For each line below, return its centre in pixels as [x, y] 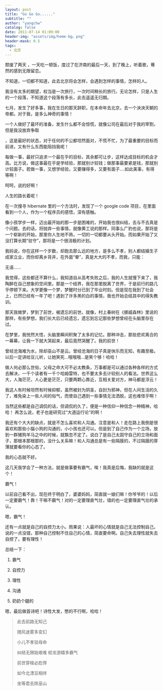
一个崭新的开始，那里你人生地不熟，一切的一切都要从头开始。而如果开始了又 [81, 234]
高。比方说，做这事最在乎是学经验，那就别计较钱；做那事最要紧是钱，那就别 [81, 163]
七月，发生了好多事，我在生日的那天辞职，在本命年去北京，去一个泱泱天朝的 [81, 108]
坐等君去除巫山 [32, 683]
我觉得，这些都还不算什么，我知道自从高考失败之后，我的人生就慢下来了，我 [81, 278]
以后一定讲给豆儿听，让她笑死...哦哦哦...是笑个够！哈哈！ [62, 357]
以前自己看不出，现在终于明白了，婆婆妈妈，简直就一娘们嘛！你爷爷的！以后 [81, 494]
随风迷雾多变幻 [32, 632]
